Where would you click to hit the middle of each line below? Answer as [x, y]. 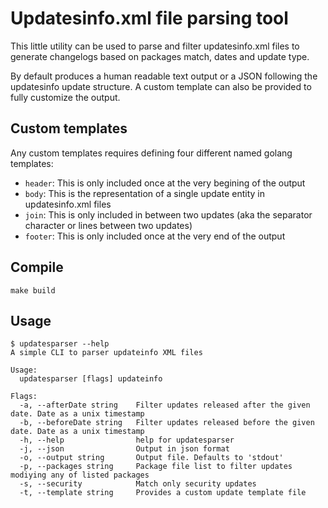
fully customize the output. [65, 97]
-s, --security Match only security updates [138, 484]
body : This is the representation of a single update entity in [144, 193]
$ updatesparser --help [60, 344]
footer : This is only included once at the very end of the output [155, 236]
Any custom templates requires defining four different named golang [151, 153]
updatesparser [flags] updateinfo [91, 379]
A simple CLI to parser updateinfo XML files [106, 353]
